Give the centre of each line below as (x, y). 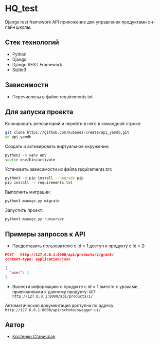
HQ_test (21, 9)
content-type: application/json (38, 259)
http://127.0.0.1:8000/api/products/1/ (53, 296)
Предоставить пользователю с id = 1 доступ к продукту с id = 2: (79, 246)
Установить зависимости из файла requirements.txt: (59, 169)
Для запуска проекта (39, 112)
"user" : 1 (19, 272)
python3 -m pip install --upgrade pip (44, 178)
